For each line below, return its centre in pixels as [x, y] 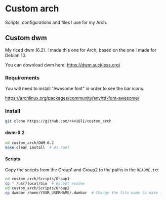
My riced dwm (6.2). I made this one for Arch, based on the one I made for [81, 50]
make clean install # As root [37, 148]
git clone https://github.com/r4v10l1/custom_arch [58, 121]
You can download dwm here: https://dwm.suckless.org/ [63, 65]
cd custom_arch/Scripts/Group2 [37, 188]
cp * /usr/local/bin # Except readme [45, 184]
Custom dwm [26, 38]
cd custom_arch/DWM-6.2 [30, 143]
